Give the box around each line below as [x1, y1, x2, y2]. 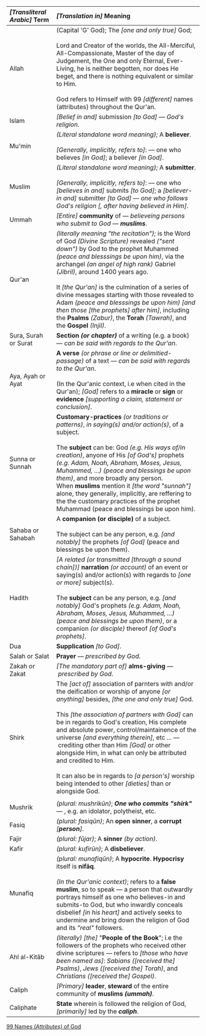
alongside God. [56, 787, 100, 795]
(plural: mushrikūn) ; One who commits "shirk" [56, 799, 193, 808]
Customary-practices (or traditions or [56, 412, 169, 421]
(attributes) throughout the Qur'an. [56, 102, 156, 111]
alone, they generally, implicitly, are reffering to [56, 489, 192, 498]
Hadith [9, 593, 29, 602]
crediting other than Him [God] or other [58, 741, 171, 749]
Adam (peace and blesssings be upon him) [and [56, 298, 196, 306]
